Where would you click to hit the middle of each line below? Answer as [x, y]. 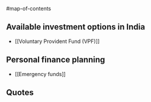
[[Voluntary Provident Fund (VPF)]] [57, 41]
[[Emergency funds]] [40, 74]
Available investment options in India [75, 27]
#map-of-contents [29, 9]
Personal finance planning [56, 60]
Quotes [20, 93]
